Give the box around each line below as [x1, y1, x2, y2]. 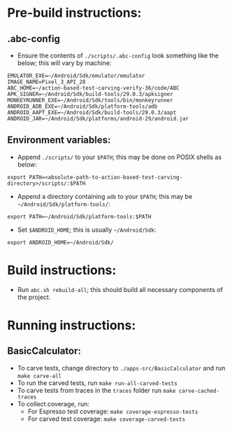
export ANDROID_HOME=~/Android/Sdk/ [7, 239, 114, 246]
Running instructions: [7, 317, 136, 333]
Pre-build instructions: [7, 5, 142, 21]
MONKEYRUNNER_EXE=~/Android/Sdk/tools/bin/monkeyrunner [7, 97, 173, 104]
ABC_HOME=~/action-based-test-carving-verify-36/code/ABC [7, 85, 180, 92]
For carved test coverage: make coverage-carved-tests [27, 415, 186, 423]
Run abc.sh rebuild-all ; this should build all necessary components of [17, 285, 224, 293]
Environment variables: [7, 134, 111, 146]
